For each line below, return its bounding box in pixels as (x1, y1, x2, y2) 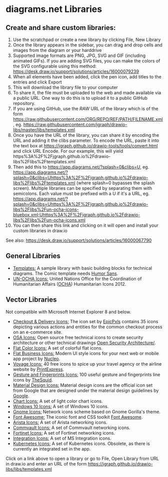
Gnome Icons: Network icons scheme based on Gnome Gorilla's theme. (12, 409, 160, 415)
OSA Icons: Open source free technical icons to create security (12, 334, 143, 340)
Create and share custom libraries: (5, 23, 116, 32)
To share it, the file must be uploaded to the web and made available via (12, 90, 161, 95)
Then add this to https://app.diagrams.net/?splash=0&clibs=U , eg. (12, 164, 149, 170)
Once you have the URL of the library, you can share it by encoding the (12, 132, 159, 138)
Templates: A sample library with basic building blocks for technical (12, 265, 152, 271)
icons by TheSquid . (12, 377, 53, 383)
